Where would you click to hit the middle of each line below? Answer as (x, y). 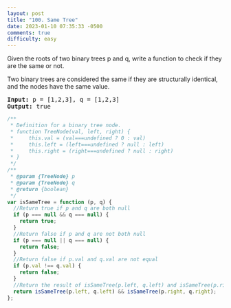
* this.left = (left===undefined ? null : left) (87, 144)
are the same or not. (36, 66)
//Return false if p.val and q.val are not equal (86, 260)
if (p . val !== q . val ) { (47, 266)
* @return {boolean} (40, 189)
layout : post (26, 13)
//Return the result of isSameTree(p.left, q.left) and (95, 285)
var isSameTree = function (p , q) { (59, 202)
